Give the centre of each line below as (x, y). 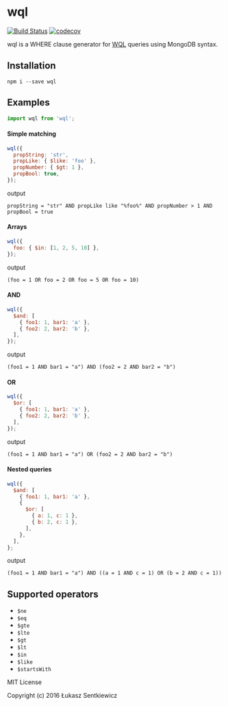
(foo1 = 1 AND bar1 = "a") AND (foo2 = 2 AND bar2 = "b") (91, 367)
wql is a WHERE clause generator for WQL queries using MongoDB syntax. (113, 44)
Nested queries (29, 470)
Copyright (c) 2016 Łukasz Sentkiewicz (62, 696)
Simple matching (32, 134)
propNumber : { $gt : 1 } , (49, 168)
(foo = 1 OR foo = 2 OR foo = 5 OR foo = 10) (73, 280)
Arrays (17, 227)
